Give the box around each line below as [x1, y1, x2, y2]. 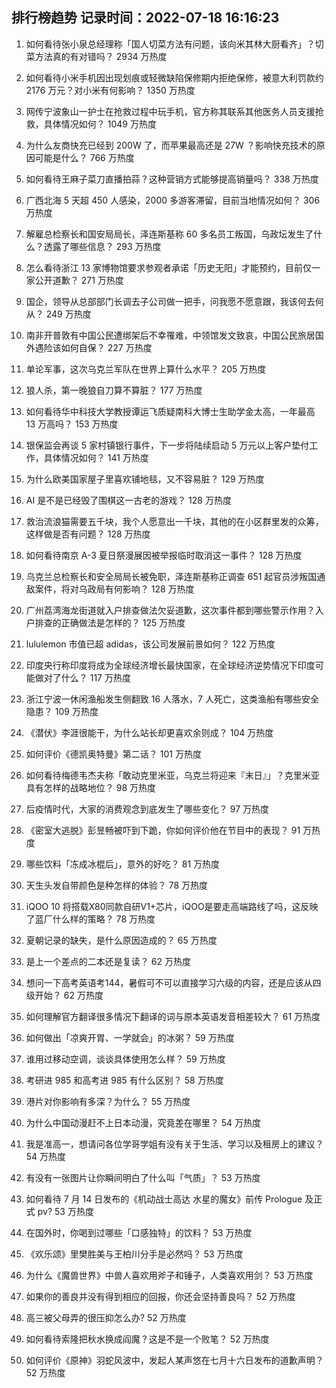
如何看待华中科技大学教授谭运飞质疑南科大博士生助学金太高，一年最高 [25, 405, 316, 417]
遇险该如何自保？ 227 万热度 [34, 341, 153, 353]
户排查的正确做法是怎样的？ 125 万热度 [25, 616, 186, 628]
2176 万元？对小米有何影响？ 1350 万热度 [25, 84, 196, 96]
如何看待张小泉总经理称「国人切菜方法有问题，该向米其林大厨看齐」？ [25, 38, 316, 50]
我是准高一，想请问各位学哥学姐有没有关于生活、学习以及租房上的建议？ [25, 1138, 324, 1150]
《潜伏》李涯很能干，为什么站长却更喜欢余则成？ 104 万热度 [25, 726, 274, 738]
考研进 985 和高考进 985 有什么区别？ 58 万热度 [25, 1074, 224, 1086]
